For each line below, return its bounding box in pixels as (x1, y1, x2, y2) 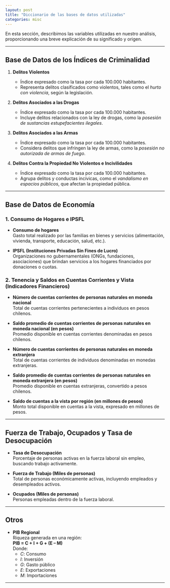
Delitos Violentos (12, 69, 50, 75)
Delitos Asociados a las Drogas (12, 99, 79, 105)
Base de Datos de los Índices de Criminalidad (5, 55, 150, 64)
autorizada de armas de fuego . (20, 151, 86, 157)
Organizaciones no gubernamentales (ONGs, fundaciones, (12, 253, 135, 259)
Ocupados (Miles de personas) (12, 491, 79, 497)
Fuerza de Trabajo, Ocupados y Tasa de (5, 428, 133, 437)
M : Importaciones (20, 572, 57, 578)
